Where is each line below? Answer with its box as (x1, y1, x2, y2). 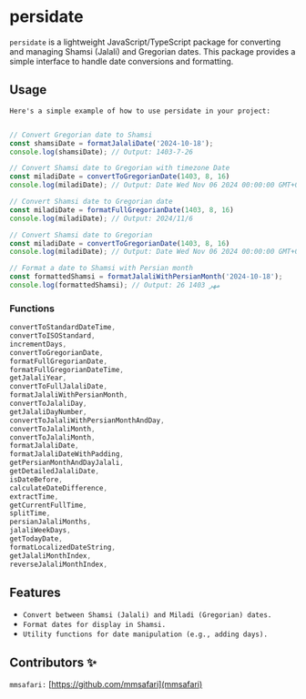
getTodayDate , (9, 534, 64, 543)
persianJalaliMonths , (9, 517, 92, 527)
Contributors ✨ (9, 654, 97, 670)
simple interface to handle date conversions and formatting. (9, 56, 234, 66)
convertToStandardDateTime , (9, 323, 117, 332)
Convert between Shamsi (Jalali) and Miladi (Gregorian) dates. (22, 611, 272, 620)
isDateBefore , (9, 475, 64, 484)
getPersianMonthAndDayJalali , (9, 458, 125, 468)
